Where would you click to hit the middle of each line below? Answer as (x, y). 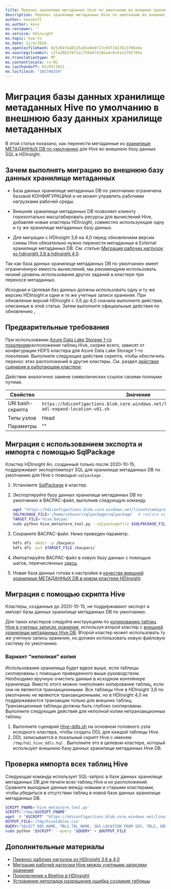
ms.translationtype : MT (31, 57)
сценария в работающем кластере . (44, 367)
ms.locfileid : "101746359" (34, 72)
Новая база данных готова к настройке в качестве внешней (78, 573)
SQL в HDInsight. (23, 154)
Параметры (22, 426)
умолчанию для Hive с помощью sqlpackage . (54, 475)
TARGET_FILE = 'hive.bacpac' (41, 519)
